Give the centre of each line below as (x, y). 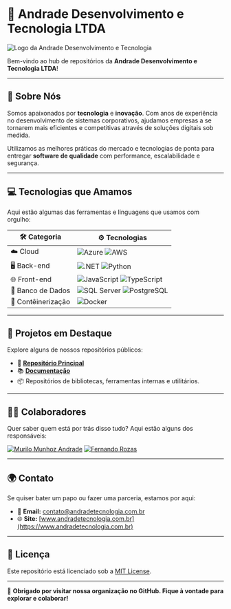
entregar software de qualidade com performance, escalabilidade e (104, 156)
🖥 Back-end (30, 266)
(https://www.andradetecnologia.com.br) (75, 526)
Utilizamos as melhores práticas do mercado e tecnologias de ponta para (111, 148)
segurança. (23, 163)
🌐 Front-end (31, 279)
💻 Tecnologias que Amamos (70, 192)
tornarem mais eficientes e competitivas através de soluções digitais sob (110, 127)
